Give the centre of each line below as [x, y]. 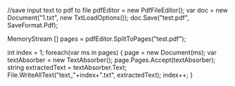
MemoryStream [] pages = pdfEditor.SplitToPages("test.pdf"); [97, 39]
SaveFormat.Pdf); [33, 25]
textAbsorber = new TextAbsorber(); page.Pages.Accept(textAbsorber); [112, 60]
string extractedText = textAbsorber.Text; [67, 67]
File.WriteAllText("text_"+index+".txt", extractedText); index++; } [100, 75]
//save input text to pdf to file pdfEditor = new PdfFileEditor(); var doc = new [118, 10]
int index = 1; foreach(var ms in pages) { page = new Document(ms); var [112, 53]
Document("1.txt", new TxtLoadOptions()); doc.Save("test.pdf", [99, 18]
